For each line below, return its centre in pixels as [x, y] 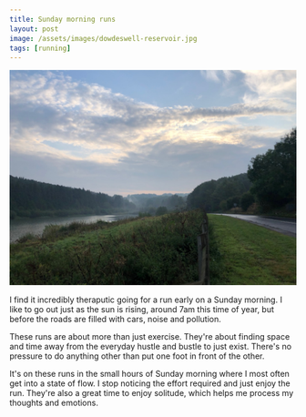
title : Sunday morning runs [63, 19]
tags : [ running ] [40, 48]
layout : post [34, 29]
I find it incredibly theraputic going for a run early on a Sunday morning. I [146, 300]
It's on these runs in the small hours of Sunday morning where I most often [149, 374]
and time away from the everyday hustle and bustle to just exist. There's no [151, 347]
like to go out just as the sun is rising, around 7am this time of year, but [142, 310]
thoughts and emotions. [54, 403]
